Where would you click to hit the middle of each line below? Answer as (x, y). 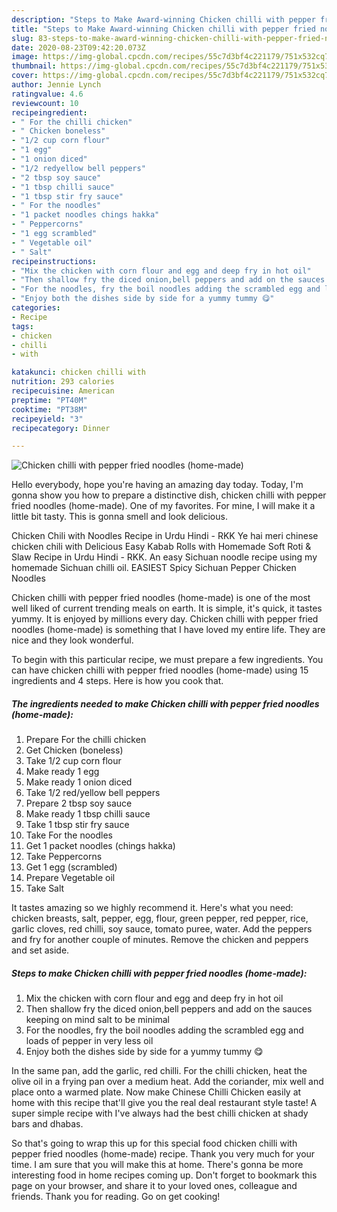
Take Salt (45, 888)
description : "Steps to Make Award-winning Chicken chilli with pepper (163, 19)
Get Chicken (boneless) (74, 750)
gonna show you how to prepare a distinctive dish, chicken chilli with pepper (169, 495)
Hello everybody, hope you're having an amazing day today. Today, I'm (157, 485)
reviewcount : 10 (45, 103)
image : (25, 57)
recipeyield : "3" (47, 419)
